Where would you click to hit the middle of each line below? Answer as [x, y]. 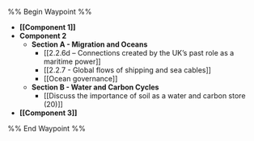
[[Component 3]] [48, 113]
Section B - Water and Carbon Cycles [95, 87]
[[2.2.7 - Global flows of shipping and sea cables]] [127, 70]
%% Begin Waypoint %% [50, 12]
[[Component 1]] [47, 27]
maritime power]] [72, 61]
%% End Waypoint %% [47, 129]
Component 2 [42, 36]
